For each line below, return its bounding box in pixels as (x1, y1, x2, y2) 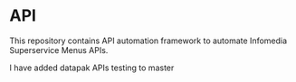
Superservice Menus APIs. (9, 44, 109, 55)
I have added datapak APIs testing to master (9, 62, 175, 73)
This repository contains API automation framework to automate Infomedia (9, 35, 288, 46)
